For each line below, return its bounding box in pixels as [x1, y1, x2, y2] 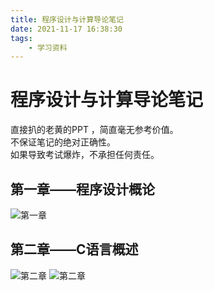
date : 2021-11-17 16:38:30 [10, 24, 123, 34]
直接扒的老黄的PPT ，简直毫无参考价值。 [10, 124, 179, 136]
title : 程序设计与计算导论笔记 [10, 14, 124, 25]
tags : [10, 33, 33, 43]
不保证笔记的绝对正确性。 [10, 136, 116, 148]
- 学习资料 [28, 42, 68, 53]
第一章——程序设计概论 [10, 181, 155, 198]
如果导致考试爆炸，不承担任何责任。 [10, 149, 160, 161]
